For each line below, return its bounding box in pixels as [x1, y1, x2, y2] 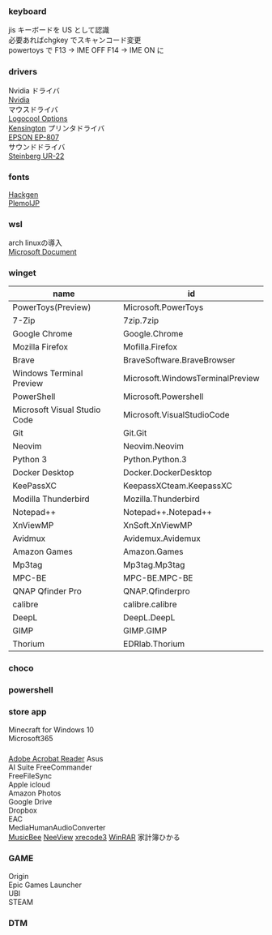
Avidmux [12, 533, 46, 544]
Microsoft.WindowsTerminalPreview [122, 373, 260, 384]
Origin [8, 871, 29, 881]
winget [8, 268, 36, 279]
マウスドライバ [8, 104, 58, 114]
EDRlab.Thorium [122, 638, 185, 650]
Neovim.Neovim [122, 440, 185, 452]
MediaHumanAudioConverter [8, 822, 106, 832]
